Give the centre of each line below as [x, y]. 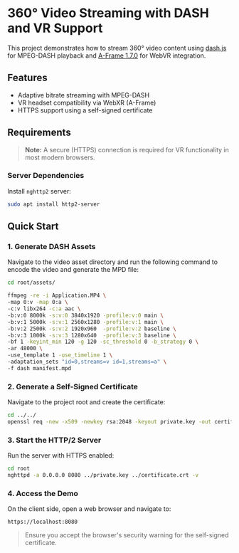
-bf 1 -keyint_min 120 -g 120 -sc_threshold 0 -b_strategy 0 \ [103, 342]
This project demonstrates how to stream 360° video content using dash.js [117, 48]
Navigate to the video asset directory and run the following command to [113, 262]
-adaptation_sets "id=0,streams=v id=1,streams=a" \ [87, 362]
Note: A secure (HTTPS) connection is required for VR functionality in [127, 149]
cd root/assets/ [31, 283]
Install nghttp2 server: [39, 191]
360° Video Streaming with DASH [108, 13]
